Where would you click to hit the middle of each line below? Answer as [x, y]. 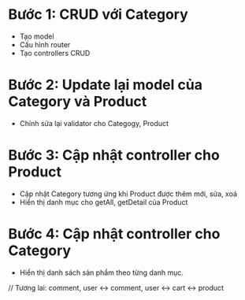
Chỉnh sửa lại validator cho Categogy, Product [94, 123]
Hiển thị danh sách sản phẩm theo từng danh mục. [101, 272]
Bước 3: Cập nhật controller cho [114, 156]
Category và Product [78, 102]
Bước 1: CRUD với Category [98, 15]
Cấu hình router [45, 44]
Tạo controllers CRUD [55, 53]
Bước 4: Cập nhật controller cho [114, 234]
